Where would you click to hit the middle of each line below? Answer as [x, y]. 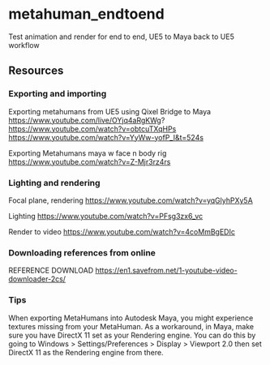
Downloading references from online [82, 252]
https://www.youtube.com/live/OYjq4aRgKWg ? [87, 120]
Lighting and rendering [54, 182]
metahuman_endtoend [86, 14]
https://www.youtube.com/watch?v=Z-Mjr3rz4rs [90, 161]
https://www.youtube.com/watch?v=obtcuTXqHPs [92, 129]
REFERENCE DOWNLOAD [51, 271]
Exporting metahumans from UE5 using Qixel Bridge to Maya [110, 111]
